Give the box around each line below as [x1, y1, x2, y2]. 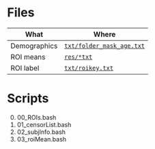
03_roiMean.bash [16, 135, 67, 143]
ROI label [10, 63, 40, 72]
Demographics [10, 41, 58, 51]
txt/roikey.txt [64, 64, 114, 72]
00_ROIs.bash [16, 113, 57, 121]
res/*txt [64, 53, 93, 61]
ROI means [10, 52, 46, 62]
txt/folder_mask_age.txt [64, 42, 145, 49]
